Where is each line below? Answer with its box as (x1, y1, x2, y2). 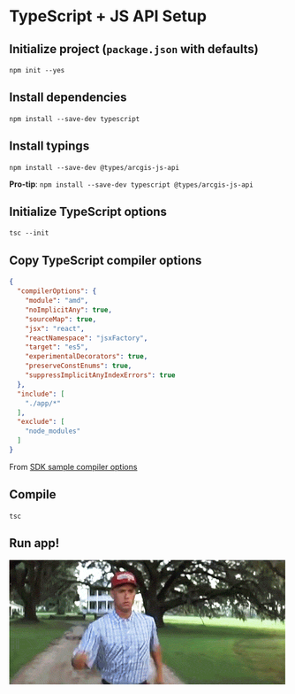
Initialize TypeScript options (9, 204, 168, 220)
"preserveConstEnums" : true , (25, 361, 132, 371)
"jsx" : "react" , (25, 324, 86, 333)
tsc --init (9, 228, 49, 238)
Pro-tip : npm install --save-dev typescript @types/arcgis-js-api (9, 179, 253, 189)
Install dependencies (9, 90, 127, 105)
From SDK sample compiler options (9, 461, 138, 472)
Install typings (9, 139, 90, 154)
